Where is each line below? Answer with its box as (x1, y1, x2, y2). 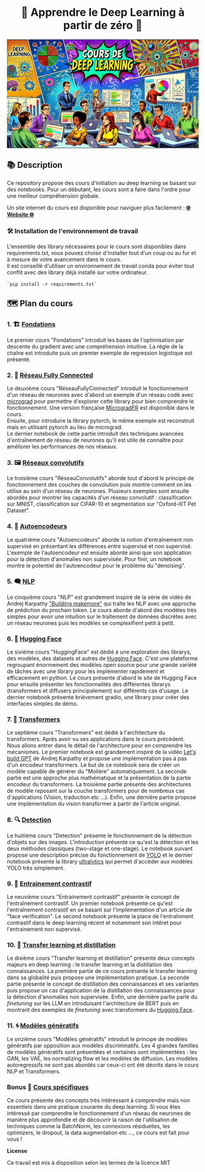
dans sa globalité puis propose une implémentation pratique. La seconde (7, 974, 190, 982)
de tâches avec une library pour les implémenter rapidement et (7, 668, 165, 675)
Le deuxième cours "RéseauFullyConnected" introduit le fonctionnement (7, 385, 189, 392)
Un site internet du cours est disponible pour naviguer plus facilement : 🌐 (7, 204, 191, 211)
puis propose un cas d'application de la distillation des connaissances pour (7, 987, 195, 994)
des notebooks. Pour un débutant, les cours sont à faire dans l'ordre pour (7, 186, 191, 193)
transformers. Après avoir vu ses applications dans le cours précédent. (7, 736, 185, 743)
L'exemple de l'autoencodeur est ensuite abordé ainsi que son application (7, 549, 192, 556)
